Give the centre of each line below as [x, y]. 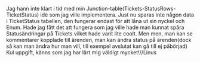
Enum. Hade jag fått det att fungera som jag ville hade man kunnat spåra [95, 27]
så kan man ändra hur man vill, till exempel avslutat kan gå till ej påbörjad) [97, 46]
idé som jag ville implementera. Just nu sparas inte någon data [117, 15]
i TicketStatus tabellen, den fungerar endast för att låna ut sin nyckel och [96, 21]
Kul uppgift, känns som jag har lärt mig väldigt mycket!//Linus [81, 52]
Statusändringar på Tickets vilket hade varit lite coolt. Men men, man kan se [99, 34]
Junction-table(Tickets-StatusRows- [131, 9]
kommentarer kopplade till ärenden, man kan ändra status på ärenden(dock [99, 40]
